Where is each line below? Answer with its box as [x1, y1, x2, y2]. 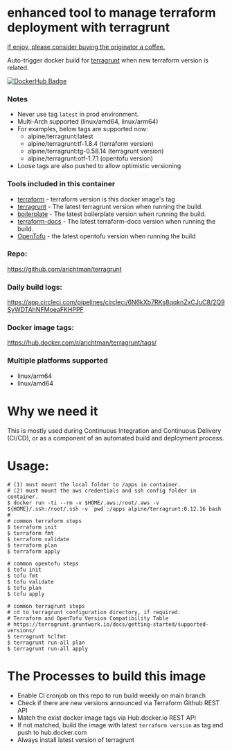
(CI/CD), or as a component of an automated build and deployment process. [7, 434, 224, 442]
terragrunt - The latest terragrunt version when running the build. [17, 202, 203, 211]
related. [7, 63, 29, 72]
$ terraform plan [7, 542, 57, 549]
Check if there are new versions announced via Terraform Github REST [17, 698, 220, 707]
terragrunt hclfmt [13, 633, 67, 640]
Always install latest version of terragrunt [17, 735, 135, 744]
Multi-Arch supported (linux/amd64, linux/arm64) [17, 117, 159, 126]
